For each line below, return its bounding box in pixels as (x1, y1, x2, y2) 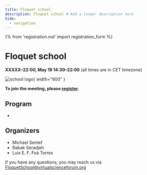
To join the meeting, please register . (5, 86, 79, 92)
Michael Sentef (12, 139, 43, 145)
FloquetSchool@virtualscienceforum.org (5, 164, 86, 170)
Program (5, 100, 32, 108)
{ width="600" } (33, 76, 66, 82)
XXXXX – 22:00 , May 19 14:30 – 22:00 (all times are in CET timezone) (5, 67, 143, 73)
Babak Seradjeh (12, 144, 44, 150)
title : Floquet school (5, 7, 51, 12)
